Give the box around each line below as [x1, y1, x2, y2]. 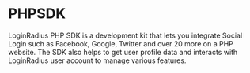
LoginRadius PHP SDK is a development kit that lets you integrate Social [8, 31, 243, 40]
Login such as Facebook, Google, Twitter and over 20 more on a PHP [8, 38, 233, 48]
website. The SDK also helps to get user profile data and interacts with [8, 47, 238, 57]
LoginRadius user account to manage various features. [8, 56, 187, 65]
